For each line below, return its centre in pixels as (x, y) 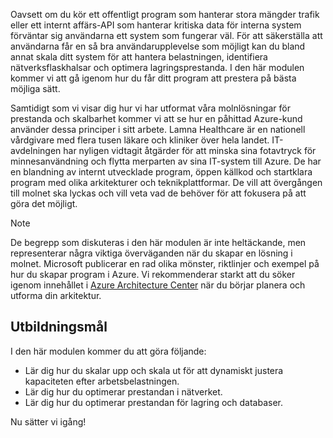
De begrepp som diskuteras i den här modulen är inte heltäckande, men (158, 242)
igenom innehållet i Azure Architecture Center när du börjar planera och (158, 285)
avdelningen (36, 150)
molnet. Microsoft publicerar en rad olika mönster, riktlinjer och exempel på (165, 263)
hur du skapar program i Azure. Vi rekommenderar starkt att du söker (153, 274)
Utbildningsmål (59, 327)
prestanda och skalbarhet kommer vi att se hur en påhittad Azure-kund (156, 118)
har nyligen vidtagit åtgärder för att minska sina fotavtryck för (190, 150)
